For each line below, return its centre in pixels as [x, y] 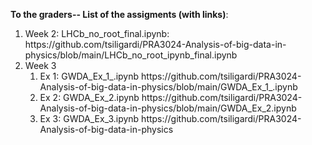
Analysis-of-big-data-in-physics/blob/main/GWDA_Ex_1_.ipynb [168, 87]
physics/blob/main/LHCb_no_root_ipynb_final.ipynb [131, 55]
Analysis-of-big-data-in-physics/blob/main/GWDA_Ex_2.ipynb [168, 108]
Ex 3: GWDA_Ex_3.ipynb [89, 118]
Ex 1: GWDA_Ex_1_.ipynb [89, 76]
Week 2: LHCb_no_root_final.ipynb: [97, 33]
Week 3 [40, 65]
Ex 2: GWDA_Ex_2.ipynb [89, 97]
